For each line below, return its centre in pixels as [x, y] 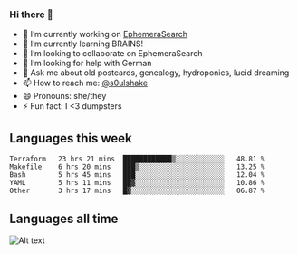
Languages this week [71, 138]
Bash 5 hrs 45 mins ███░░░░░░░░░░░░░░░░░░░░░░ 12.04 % [137, 175]
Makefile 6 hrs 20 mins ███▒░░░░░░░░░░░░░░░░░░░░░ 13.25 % [137, 167]
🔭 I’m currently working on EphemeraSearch [105, 34]
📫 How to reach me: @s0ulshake [85, 83]
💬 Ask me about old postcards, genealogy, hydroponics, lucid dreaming [156, 73]
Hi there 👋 [32, 15]
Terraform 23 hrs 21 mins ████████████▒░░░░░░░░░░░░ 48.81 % [137, 159]
